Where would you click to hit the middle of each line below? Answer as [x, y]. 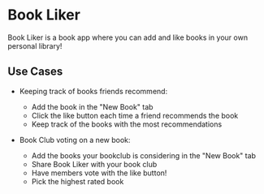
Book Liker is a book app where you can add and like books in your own [128, 37]
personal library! [35, 45]
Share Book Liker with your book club [94, 164]
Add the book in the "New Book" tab [92, 106]
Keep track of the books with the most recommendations [127, 124]
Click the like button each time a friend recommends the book [135, 115]
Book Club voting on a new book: [75, 140]
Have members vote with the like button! [99, 173]
